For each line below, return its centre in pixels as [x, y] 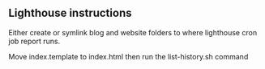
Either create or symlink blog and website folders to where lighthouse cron [133, 32]
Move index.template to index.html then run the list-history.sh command [128, 56]
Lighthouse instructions [70, 13]
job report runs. [34, 41]
